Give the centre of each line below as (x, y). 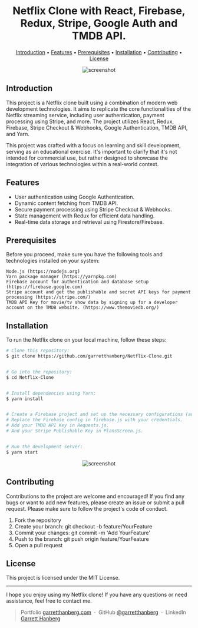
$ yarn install (25, 399)
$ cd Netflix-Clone (30, 377)
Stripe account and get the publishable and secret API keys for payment (99, 292)
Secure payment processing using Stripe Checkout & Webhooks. (93, 209)
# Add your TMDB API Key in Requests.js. (58, 425)
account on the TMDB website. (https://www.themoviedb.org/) (83, 308)
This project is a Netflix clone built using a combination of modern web (92, 103)
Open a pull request (39, 545)
